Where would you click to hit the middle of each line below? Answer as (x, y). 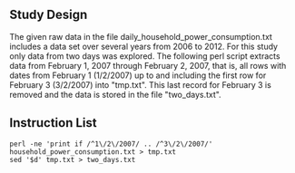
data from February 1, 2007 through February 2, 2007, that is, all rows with (148, 65)
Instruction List (53, 123)
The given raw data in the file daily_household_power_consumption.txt (141, 36)
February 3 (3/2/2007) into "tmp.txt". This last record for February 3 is (141, 84)
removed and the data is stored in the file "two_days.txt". (115, 94)
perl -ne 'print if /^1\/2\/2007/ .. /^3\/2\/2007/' (111, 144)
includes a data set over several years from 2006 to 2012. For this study (144, 46)
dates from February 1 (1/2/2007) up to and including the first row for (138, 75)
